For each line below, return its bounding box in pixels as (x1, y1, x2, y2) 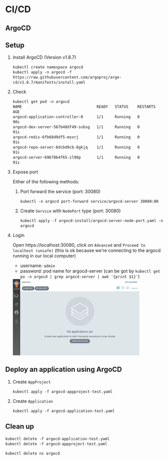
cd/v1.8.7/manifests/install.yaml (12, 80, 86, 85)
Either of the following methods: (12, 179, 79, 185)
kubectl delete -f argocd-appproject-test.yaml (5, 441, 108, 446)
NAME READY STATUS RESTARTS (12, 104, 156, 109)
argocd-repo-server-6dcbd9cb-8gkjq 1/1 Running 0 (12, 145, 140, 150)
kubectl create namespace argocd (12, 65, 83, 70)
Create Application (12, 398, 53, 404)
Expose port (12, 169, 38, 175)
